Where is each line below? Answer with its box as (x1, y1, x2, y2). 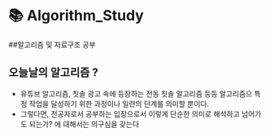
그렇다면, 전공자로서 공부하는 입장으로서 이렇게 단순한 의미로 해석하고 (20, 108, 240, 118)
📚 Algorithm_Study (8, 6, 144, 25)
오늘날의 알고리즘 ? (8, 66, 99, 79)
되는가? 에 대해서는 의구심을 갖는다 (28, 119, 140, 129)
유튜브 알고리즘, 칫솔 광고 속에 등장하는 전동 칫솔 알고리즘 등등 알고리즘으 (20, 88, 253, 98)
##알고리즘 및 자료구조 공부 (8, 40, 96, 49)
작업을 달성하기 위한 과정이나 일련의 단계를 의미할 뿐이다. (28, 99, 210, 108)
